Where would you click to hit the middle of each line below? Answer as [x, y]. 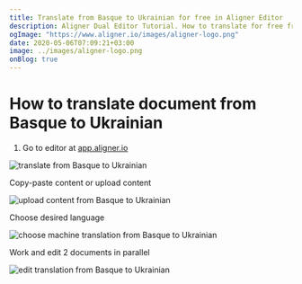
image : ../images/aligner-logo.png [76, 51]
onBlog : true [34, 59]
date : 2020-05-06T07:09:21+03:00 [72, 43]
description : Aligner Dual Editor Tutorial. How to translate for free [146, 26]
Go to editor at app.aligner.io [75, 147]
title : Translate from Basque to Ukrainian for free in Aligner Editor [146, 18]
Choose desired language [57, 217]
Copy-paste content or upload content [80, 182]
